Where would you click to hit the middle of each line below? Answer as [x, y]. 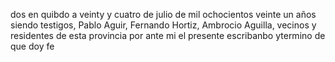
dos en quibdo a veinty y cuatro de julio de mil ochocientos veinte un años [163, 14]
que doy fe [32, 46]
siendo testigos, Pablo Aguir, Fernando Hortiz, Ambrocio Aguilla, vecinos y [163, 25]
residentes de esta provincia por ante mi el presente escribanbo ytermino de [168, 35]
